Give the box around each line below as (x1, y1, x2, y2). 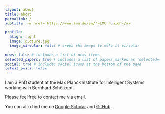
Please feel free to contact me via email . (5, 94, 86, 100)
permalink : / (5, 16, 32, 21)
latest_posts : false (5, 66, 48, 71)
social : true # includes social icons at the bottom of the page (5, 62, 141, 67)
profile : (5, 30, 23, 35)
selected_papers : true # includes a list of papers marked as (5, 57, 135, 62)
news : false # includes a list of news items (5, 52, 100, 57)
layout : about (5, 7, 34, 12)
